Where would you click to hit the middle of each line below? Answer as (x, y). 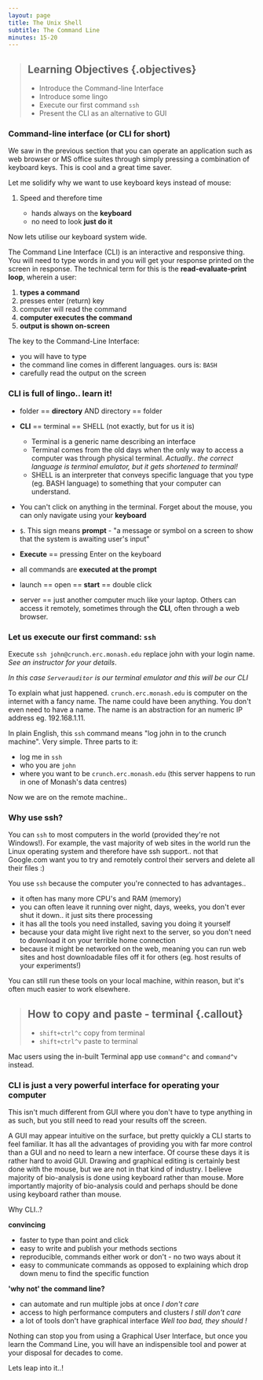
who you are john (47, 765)
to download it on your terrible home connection (98, 941)
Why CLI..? (26, 1210)
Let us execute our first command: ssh (82, 637)
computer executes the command (76, 318)
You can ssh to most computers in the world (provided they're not (114, 834)
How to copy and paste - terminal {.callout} (135, 1014)
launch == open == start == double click (86, 584)
